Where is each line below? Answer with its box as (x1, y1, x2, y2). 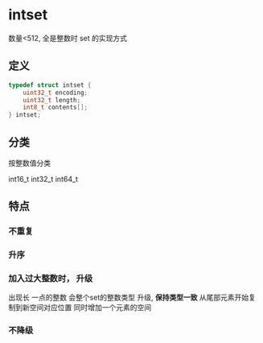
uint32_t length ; (23, 96, 81, 104)
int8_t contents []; (23, 103, 88, 112)
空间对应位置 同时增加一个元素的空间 (29, 303, 151, 312)
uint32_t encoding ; (23, 89, 88, 97)
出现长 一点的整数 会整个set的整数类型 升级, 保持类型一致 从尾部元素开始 (8, 292, 249, 303)
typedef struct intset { (8, 81, 92, 89)
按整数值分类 (8, 158, 51, 167)
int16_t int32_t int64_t (8, 174, 79, 184)
